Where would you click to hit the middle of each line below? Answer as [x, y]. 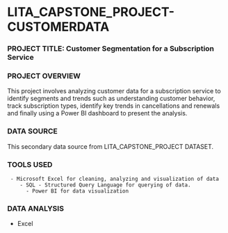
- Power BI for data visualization [77, 191]
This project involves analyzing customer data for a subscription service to [114, 91]
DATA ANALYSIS [36, 208]
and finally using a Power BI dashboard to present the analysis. [97, 113]
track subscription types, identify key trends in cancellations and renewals [114, 106]
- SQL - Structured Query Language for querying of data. [105, 185]
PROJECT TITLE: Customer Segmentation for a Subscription [111, 49]
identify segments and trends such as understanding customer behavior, [111, 99]
